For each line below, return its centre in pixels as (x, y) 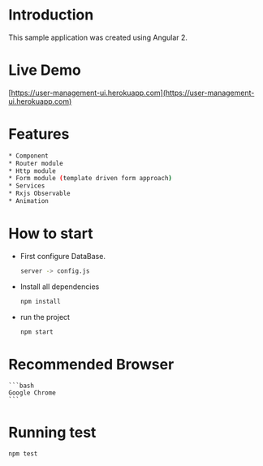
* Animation (28, 201)
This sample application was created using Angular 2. (98, 37)
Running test (52, 432)
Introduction (51, 15)
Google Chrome (32, 393)
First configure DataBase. (63, 256)
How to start (51, 234)
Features (39, 134)
